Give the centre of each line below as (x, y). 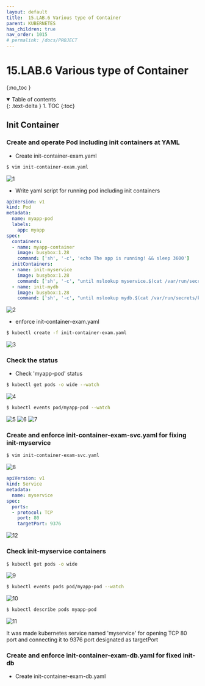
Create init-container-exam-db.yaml (60, 676)
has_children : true (31, 29)
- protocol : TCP (32, 513)
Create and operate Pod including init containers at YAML (93, 142)
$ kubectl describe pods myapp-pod (52, 610)
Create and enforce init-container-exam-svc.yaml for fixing (97, 436)
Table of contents (34, 99)
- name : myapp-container (43, 247)
